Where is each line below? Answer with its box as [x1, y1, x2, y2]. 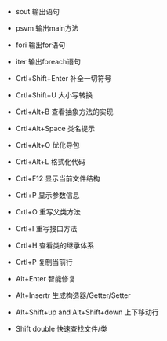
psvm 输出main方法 [15, 24, 79, 33]
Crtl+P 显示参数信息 [15, 191, 80, 200]
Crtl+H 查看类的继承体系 [15, 240, 95, 250]
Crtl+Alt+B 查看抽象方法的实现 [15, 107, 114, 116]
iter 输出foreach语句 [15, 57, 81, 66]
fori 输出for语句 [15, 40, 66, 49]
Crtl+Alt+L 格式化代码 [15, 157, 85, 167]
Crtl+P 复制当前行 [15, 258, 73, 266]
